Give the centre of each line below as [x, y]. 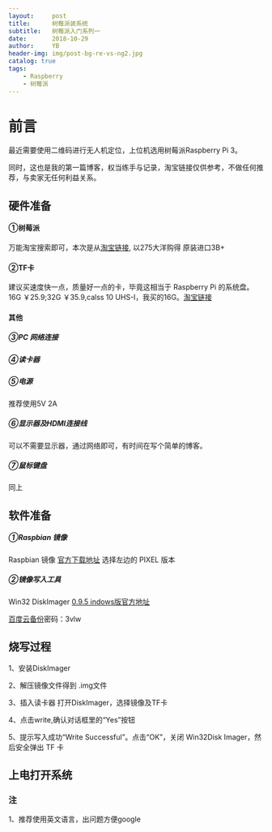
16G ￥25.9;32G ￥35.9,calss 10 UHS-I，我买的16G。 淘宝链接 [110, 298]
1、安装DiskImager [40, 668]
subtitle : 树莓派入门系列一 [55, 31]
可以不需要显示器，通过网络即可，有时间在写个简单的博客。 [108, 445]
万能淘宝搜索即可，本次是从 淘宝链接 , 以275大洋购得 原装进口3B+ [117, 247]
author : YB [34, 46]
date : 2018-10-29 [49, 39]
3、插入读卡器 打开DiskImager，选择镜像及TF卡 [88, 702]
